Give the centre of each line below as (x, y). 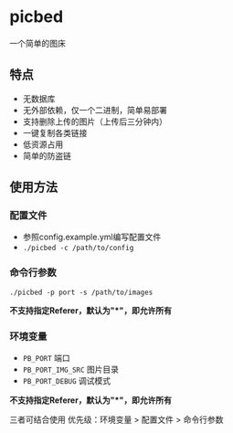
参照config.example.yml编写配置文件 (92, 237)
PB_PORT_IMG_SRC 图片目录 (71, 370)
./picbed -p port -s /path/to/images (81, 292)
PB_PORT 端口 (46, 358)
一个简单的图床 (37, 43)
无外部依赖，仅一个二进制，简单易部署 (95, 110)
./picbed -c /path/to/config (78, 248)
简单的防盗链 (47, 155)
